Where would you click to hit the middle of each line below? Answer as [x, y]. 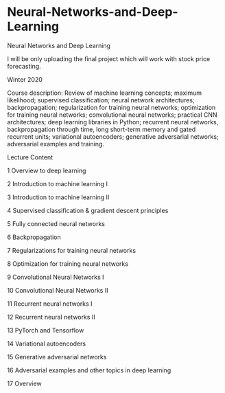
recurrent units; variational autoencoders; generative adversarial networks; [113, 136]
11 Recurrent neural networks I [50, 304]
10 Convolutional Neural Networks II [58, 290]
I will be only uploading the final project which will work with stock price [109, 58]
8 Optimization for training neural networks [68, 263]
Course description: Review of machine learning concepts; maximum [105, 93]
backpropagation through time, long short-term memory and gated [102, 129]
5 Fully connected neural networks [56, 223]
